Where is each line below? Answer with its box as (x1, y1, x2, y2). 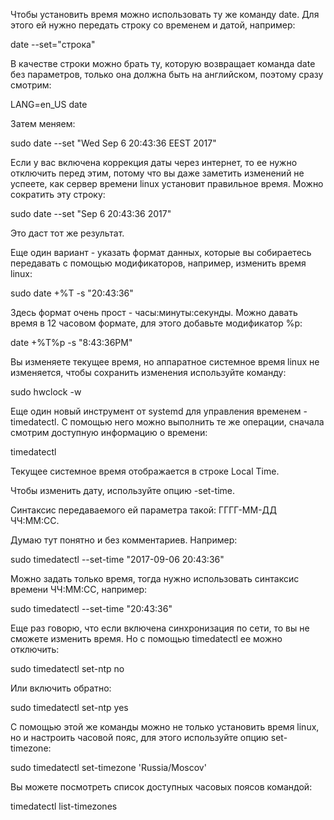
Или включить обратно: (10, 682, 112, 694)
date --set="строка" (10, 39, 96, 50)
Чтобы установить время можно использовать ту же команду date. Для (10, 9, 320, 20)
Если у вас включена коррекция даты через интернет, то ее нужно (10, 157, 298, 168)
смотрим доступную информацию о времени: (10, 427, 208, 438)
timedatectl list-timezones (10, 800, 118, 812)
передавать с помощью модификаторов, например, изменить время (10, 257, 307, 269)
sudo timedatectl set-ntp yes (10, 702, 129, 713)
